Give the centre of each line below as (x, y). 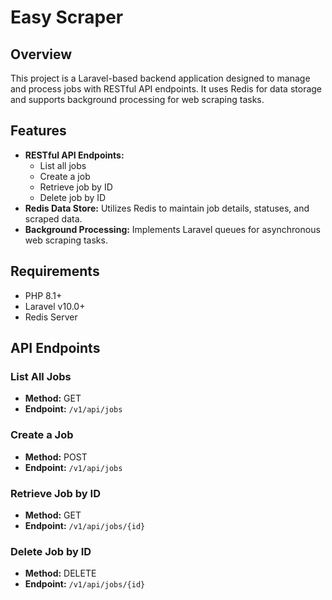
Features (38, 131)
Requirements (55, 271)
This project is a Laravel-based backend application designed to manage (160, 78)
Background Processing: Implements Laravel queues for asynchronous (172, 229)
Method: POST (56, 457)
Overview (41, 54)
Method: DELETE (60, 573)
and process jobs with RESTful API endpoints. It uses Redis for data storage (166, 89)
